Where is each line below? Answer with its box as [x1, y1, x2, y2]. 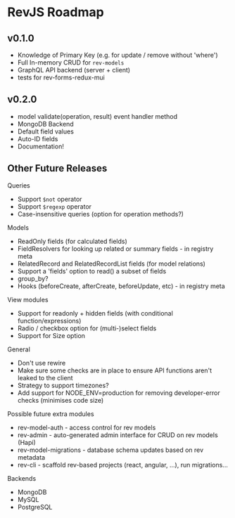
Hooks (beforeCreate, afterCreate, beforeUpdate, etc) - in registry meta [17, 282, 225, 290]
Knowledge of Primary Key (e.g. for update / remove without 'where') [17, 51, 218, 59]
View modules [7, 295, 49, 304]
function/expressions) [17, 316, 82, 325]
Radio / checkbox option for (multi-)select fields [17, 324, 157, 332]
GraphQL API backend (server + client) [17, 66, 131, 74]
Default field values [17, 127, 74, 136]
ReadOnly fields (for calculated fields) [17, 237, 128, 245]
